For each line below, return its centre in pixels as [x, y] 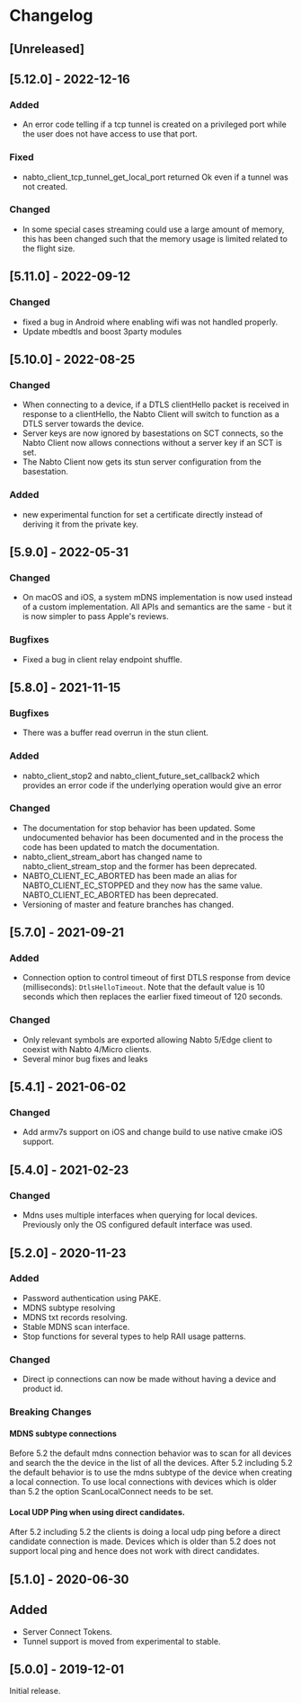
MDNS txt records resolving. [75, 1317]
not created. [45, 186]
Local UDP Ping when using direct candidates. [97, 1512]
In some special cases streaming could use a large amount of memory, [153, 229]
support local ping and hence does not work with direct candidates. [134, 1551]
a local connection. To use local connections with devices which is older [143, 1482]
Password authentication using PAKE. [92, 1298]
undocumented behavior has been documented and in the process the [153, 838]
